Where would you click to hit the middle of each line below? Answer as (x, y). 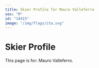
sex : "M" (14, 14)
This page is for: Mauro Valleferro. (39, 61)
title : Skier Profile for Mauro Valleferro (50, 9)
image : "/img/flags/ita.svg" (34, 23)
